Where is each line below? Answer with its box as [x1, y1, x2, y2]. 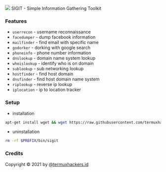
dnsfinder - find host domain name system [12, 76, 100, 82]
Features [5, 17, 27, 24]
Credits [5, 150, 23, 157]
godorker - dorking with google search [12, 44, 90, 51]
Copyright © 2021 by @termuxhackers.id [5, 161, 89, 167]
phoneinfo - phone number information [12, 50, 91, 56]
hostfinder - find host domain [12, 71, 74, 77]
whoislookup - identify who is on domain [12, 60, 94, 66]
